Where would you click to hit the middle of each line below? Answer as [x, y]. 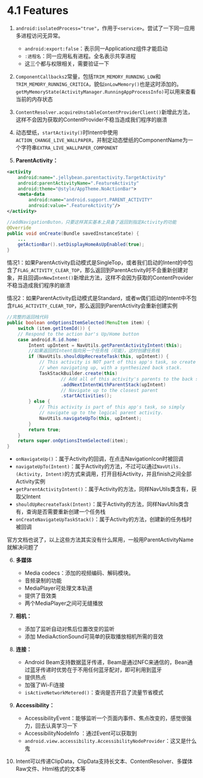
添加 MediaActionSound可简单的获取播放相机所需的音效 [94, 636]
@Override [19, 227]
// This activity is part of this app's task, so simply [112, 407]
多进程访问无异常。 [39, 35]
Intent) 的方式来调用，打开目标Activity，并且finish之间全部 [119, 474]
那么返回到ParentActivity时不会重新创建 [134, 270]
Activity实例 [30, 482]
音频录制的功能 [43, 581]
